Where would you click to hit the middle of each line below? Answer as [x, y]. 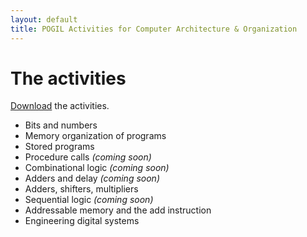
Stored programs [59, 147]
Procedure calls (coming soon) [88, 157]
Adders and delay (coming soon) [92, 178]
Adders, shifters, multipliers [81, 189]
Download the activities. [60, 106]
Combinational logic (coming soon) [97, 168]
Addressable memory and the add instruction [118, 210]
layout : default [44, 19]
